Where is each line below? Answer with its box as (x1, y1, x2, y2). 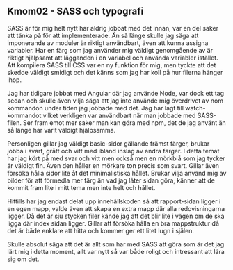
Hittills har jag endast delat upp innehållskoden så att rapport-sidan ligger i (7, 197, 221, 205)
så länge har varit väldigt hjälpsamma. (7, 126, 116, 134)
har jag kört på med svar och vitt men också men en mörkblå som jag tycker (7, 154, 226, 162)
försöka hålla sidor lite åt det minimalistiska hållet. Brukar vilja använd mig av (7, 169, 227, 177)
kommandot (7, 111, 42, 119)
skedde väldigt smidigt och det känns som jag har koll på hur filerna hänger (7, 68, 223, 76)
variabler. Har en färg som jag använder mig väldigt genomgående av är (7, 46, 214, 54)
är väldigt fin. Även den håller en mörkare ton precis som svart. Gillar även (7, 161, 220, 169)
